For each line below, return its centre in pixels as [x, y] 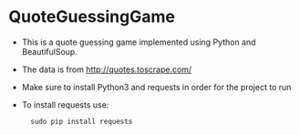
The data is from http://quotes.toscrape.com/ [107, 69]
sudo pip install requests [82, 121]
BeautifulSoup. [50, 51]
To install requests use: [65, 104]
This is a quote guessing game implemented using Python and [139, 42]
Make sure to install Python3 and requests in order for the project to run [156, 87]
